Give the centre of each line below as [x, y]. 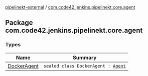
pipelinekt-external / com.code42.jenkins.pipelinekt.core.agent [70, 7]
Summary [85, 58]
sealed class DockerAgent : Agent [85, 66]
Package [19, 23]
